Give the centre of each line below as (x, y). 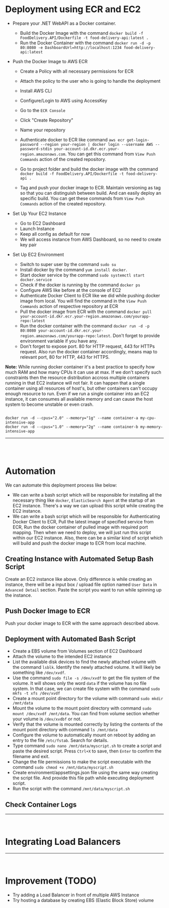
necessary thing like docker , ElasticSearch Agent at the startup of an (84, 500)
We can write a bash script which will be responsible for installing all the (87, 495)
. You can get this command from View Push (110, 154)
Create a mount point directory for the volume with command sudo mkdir (88, 699)
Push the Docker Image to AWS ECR (50, 61)
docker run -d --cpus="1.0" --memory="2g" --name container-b (72, 427)
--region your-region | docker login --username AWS (97, 144)
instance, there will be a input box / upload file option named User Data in (81, 584)
